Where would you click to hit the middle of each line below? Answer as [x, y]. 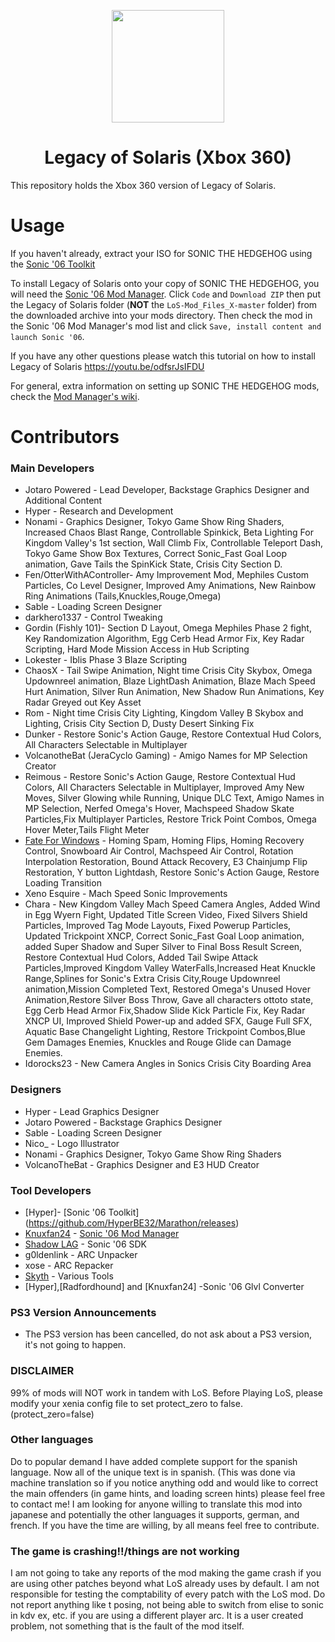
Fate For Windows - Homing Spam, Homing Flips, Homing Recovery [164, 841]
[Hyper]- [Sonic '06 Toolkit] [82, 1212]
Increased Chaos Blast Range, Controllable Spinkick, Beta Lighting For [169, 532]
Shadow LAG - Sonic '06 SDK [86, 1244]
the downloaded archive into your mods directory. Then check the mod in [161, 315]
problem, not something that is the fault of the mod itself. [127, 1626]
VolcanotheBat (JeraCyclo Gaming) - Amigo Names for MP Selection [166, 756]
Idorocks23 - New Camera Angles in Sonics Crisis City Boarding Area [168, 1064]
